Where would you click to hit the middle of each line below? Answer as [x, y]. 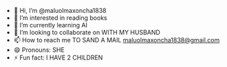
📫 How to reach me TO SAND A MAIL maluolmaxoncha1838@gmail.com [117, 40]
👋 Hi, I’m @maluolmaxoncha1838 [60, 11]
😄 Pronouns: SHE [39, 50]
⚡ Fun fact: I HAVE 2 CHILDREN [58, 57]
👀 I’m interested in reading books [61, 18]
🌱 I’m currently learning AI [51, 25]
